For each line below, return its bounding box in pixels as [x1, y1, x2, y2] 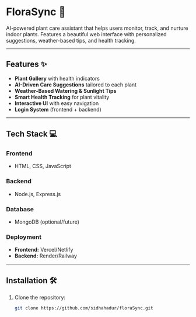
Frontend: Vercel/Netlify [14, 246, 73, 253]
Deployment [6, 233, 42, 241]
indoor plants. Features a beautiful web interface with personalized [6, 30, 167, 37]
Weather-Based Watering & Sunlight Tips [14, 87, 117, 94]
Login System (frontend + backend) [14, 106, 102, 113]
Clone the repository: [14, 294, 66, 301]
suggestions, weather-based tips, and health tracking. [6, 37, 136, 44]
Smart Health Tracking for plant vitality [14, 93, 110, 100]
